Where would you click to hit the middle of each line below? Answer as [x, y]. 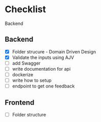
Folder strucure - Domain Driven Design [54, 51]
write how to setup [32, 80]
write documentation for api [41, 69]
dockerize [23, 74]
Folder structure [29, 115]
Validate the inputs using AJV [43, 57]
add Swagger [26, 63]
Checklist [26, 9]
